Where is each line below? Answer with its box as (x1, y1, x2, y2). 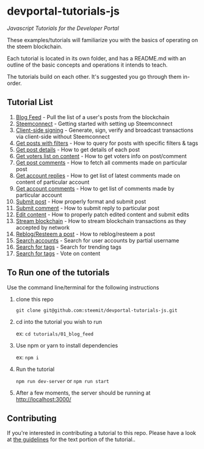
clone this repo (15, 295, 54, 303)
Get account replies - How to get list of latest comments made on (15, 172, 181, 179)
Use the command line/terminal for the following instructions (7, 283, 159, 291)
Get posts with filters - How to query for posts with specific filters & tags (15, 139, 199, 147)
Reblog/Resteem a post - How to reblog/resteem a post (15, 230, 155, 238)
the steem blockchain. (7, 43, 63, 50)
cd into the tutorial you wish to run (15, 318, 103, 325)
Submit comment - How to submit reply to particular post (15, 204, 159, 211)
